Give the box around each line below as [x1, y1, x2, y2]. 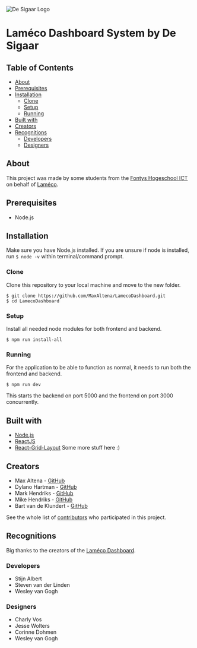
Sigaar [6, 39, 39, 53]
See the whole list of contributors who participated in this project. [6, 514, 166, 521]
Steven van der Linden [14, 581, 70, 589]
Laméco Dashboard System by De [6, 27, 176, 40]
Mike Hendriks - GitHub [14, 496, 73, 503]
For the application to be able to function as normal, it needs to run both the [6, 364, 191, 371]
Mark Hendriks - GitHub [14, 489, 74, 497]
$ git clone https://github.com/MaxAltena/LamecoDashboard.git [6, 293, 166, 299]
